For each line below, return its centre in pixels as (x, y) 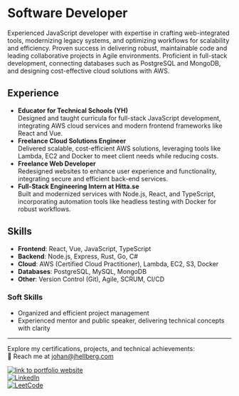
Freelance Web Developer (57, 163)
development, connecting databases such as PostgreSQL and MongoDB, (114, 63)
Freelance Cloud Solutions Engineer (72, 141)
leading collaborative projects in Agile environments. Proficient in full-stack (117, 56)
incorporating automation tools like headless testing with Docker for (117, 201)
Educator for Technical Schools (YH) (73, 110)
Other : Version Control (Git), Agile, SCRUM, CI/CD (91, 279)
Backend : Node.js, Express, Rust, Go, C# (78, 256)
